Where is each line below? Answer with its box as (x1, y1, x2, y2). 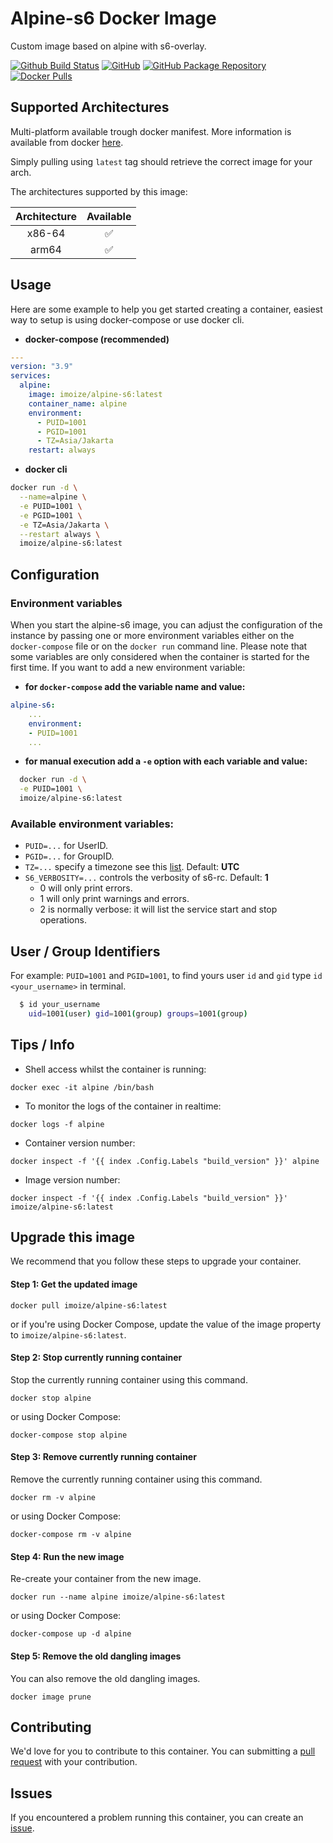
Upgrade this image (10, 1229, 136, 1246)
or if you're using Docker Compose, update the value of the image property (10, 1318, 322, 1330)
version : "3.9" (10, 362, 74, 372)
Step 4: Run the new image (10, 1550, 125, 1562)
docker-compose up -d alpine (10, 1629, 132, 1639)
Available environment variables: (10, 817, 175, 831)
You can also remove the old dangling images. (10, 1672, 201, 1684)
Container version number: (24, 1137, 136, 1149)
